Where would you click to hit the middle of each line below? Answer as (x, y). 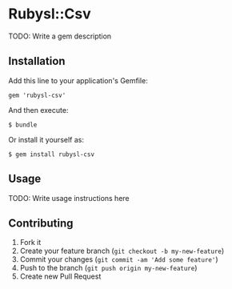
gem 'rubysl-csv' (37, 95)
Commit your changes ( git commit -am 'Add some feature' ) (119, 259)
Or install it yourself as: (46, 139)
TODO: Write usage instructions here (69, 198)
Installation (37, 61)
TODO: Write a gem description (60, 36)
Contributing (41, 223)
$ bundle (23, 125)
